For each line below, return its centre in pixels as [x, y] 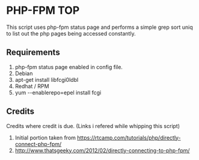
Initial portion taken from [45, 137]
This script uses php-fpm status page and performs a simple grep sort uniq [100, 27]
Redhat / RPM [32, 86]
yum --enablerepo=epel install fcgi [58, 92]
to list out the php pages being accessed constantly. [71, 33]
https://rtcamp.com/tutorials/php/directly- [129, 137]
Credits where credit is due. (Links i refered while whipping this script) [93, 126]
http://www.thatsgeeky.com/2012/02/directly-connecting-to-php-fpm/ [103, 150]
